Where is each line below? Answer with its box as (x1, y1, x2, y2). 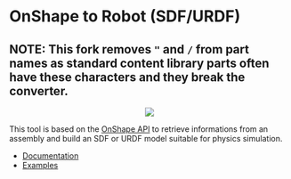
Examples (21, 160, 59, 170)
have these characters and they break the (9, 69, 246, 85)
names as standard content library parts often (9, 55, 270, 70)
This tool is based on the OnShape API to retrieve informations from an (9, 124, 269, 134)
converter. (9, 83, 69, 99)
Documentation (21, 151, 79, 161)
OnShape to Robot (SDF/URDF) (9, 6, 241, 27)
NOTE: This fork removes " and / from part (9, 42, 249, 57)
